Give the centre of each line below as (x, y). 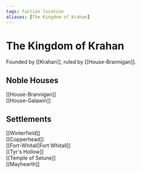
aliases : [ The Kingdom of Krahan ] (48, 17)
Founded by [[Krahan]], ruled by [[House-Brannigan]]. (71, 62)
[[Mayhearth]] (23, 164)
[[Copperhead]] (25, 139)
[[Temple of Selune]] (31, 158)
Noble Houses (32, 80)
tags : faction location (35, 11)
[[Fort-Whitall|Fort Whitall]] (39, 146)
